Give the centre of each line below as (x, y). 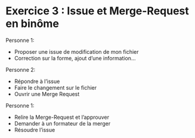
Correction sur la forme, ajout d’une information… (75, 58)
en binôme (32, 24)
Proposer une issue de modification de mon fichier (76, 51)
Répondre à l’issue (37, 81)
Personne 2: (21, 69)
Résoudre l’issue (35, 130)
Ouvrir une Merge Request (47, 94)
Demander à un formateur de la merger (62, 123)
